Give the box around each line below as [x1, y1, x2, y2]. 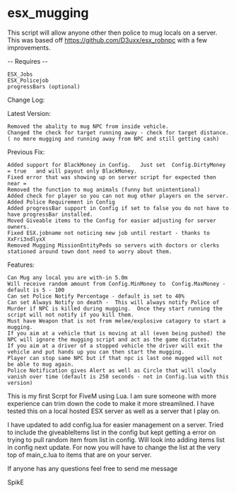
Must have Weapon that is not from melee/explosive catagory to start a [7, 317, 226, 325]
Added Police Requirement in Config [7, 198, 115, 206]
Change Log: [7, 95, 45, 104]
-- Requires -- [7, 57, 48, 65]
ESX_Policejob [7, 76, 49, 84]
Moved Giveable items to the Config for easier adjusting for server [7, 217, 217, 224]
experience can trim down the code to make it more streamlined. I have [7, 399, 215, 407]
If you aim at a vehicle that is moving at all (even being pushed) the [7, 330, 226, 337]
